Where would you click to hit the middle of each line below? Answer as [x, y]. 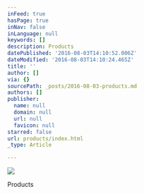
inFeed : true [26, 14]
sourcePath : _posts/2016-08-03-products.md [72, 86]
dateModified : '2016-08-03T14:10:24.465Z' [71, 60]
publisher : [23, 99]
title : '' [22, 66]
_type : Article [30, 145]
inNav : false [26, 27]
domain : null [33, 112]
